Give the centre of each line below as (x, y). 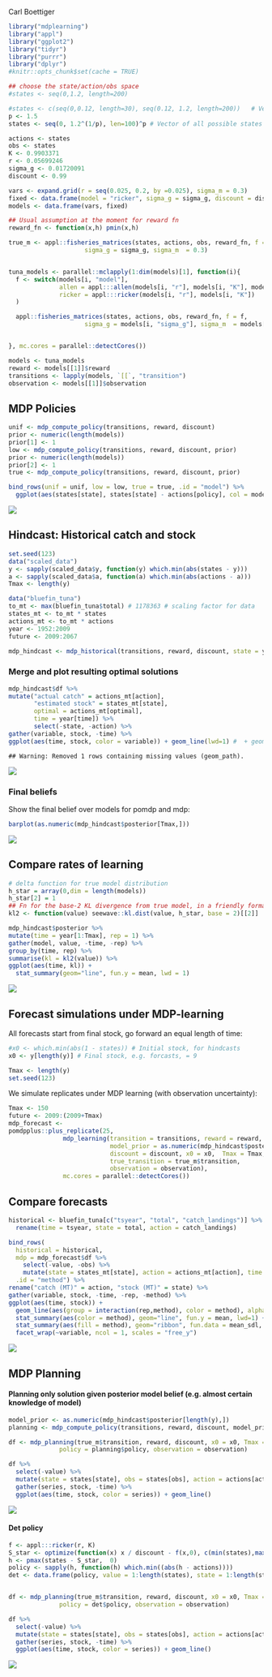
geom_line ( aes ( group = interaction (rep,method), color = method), (130, 1310)
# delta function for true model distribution (88, 884)
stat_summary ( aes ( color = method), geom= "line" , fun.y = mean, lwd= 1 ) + (141, 1318)
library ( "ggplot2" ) (41, 41)
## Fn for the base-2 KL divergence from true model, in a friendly (126, 906)
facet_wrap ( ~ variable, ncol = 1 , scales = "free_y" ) (106, 1333)
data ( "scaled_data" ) (43, 561)
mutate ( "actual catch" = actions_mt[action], (86, 696)
